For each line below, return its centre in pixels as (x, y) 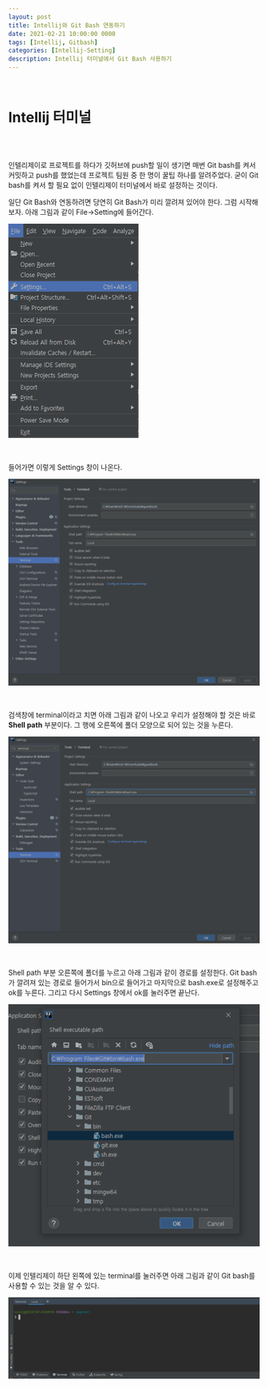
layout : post (30, 17)
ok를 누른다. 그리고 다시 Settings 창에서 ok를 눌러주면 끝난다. (104, 992)
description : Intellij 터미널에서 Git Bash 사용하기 (90, 59)
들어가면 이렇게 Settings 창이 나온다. (65, 467)
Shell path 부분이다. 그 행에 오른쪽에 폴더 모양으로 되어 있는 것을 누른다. (121, 725)
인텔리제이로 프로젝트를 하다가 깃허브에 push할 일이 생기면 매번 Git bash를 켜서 (132, 165)
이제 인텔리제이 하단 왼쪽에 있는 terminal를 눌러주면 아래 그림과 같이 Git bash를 (132, 1275)
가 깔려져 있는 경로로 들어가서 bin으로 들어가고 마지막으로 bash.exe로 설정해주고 (134, 982)
